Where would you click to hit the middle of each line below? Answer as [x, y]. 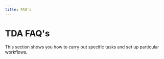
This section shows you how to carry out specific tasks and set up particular [82, 47]
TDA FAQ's [27, 33]
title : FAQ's [18, 9]
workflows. [16, 52]
